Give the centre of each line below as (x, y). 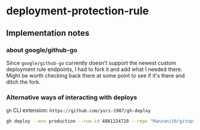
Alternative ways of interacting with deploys (72, 97)
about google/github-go (42, 50)
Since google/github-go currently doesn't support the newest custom (91, 63)
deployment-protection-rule (77, 11)
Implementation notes (48, 33)
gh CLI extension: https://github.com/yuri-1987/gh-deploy (79, 110)
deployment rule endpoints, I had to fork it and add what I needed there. (94, 69)
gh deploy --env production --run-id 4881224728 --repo (77, 121)
